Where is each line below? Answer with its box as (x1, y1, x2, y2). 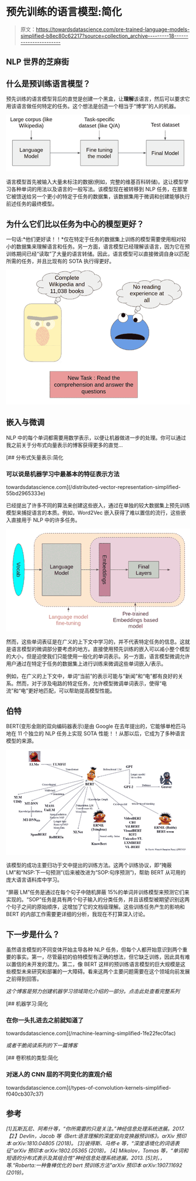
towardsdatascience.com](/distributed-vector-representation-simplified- (6, 484, 181, 491)
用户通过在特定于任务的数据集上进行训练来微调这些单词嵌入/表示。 (6, 660, 167, 667)
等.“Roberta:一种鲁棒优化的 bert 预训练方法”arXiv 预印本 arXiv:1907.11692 (6, 1162, 183, 1169)
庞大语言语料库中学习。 (6, 876, 62, 883)
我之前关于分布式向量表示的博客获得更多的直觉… (6, 441, 124, 448)
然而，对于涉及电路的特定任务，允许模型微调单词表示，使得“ (16, 680, 162, 687)
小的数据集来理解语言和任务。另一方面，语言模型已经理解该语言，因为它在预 (6, 243, 190, 250)
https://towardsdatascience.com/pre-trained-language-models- (36, 26, 190, 33)
